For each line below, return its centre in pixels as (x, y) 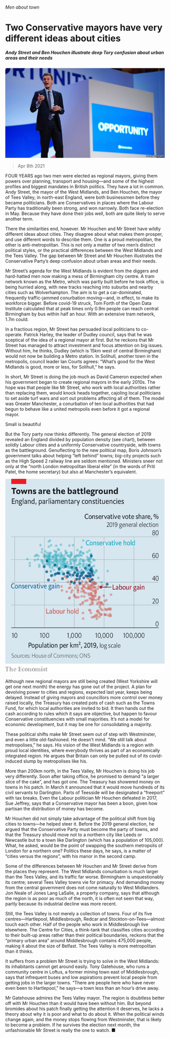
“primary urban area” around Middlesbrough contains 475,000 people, (79, 940)
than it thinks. (19, 951)
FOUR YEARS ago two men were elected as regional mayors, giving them (81, 176)
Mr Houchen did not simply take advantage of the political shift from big (80, 818)
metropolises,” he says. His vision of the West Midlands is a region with (79, 745)
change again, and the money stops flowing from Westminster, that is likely (83, 1019)
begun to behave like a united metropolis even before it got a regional (78, 409)
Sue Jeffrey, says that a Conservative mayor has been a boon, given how (81, 803)
